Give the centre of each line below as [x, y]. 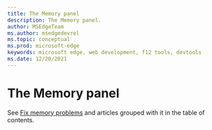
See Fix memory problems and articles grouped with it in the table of [106, 113]
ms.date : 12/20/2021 [37, 59]
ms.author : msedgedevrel [43, 33]
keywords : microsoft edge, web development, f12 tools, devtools [104, 53]
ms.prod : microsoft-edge [43, 46]
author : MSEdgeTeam [36, 26]
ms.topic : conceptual [39, 40]
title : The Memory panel [43, 14]
